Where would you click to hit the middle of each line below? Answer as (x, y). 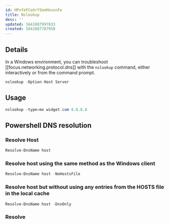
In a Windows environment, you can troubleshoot (57, 62)
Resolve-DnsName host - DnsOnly (38, 204)
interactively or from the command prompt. (50, 72)
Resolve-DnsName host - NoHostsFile (43, 174)
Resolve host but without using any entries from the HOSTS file (85, 187)
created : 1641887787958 (30, 29)
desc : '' (14, 19)
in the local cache (27, 193)
